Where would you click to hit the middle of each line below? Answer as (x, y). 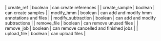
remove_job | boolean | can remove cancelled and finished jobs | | (71, 28)
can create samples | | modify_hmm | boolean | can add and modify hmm (79, 13)
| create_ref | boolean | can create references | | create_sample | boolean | (80, 8)
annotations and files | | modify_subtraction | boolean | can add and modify (80, 18)
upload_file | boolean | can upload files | (45, 33)
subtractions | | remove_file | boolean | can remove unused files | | (72, 23)
